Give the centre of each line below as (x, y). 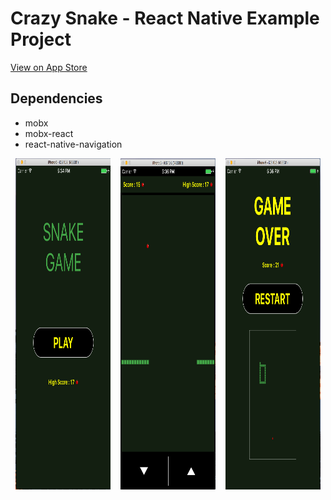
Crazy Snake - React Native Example (165, 18)
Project (41, 39)
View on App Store (49, 67)
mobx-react (49, 133)
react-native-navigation (73, 144)
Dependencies (56, 98)
